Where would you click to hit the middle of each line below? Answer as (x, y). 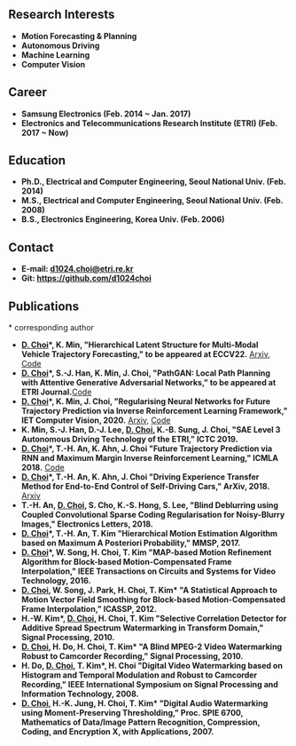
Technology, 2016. (56, 581)
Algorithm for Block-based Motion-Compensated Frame (126, 562)
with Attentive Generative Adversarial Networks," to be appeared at (148, 383)
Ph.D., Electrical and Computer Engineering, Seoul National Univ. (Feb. (153, 182)
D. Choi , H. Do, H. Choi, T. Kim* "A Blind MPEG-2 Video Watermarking (152, 647)
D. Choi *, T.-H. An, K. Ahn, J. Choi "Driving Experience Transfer (140, 477)
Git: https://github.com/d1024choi (86, 278)
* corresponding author (51, 328)
